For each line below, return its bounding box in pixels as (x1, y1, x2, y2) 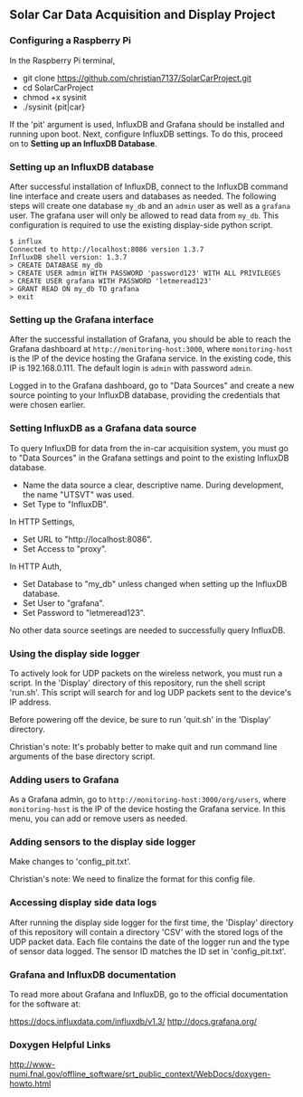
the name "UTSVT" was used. (22, 488, 135, 500)
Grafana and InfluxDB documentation (9, 968, 176, 980)
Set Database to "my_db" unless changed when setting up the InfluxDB (22, 578, 288, 589)
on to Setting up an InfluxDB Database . (9, 137, 158, 148)
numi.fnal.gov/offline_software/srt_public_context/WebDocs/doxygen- (9, 1069, 271, 1080)
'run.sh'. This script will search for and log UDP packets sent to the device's (9, 686, 292, 697)
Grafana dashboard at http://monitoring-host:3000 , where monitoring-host (9, 344, 294, 355)
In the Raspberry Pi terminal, (9, 54, 116, 66)
